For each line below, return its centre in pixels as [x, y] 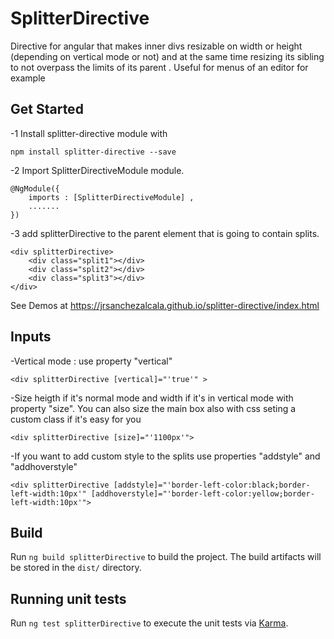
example [28, 78]
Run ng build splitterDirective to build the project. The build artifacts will [166, 557]
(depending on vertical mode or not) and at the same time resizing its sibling [167, 56]
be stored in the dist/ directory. [76, 568]
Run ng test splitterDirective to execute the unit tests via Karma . [149, 623]
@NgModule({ [35, 188]
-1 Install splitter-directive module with [89, 133]
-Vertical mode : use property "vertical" [91, 361]
